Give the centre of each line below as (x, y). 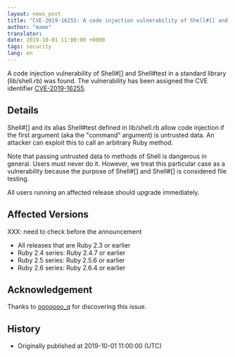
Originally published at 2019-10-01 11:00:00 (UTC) (89, 346)
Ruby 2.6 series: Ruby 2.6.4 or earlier (71, 267)
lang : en (20, 54)
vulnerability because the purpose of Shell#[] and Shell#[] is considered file (117, 171)
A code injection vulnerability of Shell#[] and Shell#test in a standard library (117, 73)
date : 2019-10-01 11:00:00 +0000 (56, 40)
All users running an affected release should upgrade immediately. (103, 192)
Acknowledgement (50, 290)
